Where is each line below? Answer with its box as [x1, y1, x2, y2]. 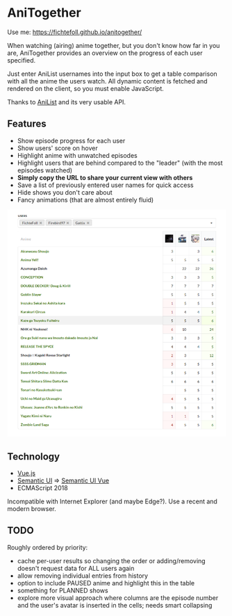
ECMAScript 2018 [17, 483, 68, 492]
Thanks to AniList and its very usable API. [7, 97, 126, 106]
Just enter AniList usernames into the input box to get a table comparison [7, 70, 217, 78]
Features [7, 118, 47, 130]
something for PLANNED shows [17, 586, 109, 594]
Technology [7, 451, 60, 462]
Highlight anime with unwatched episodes [17, 151, 138, 159]
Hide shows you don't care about [17, 188, 113, 196]
